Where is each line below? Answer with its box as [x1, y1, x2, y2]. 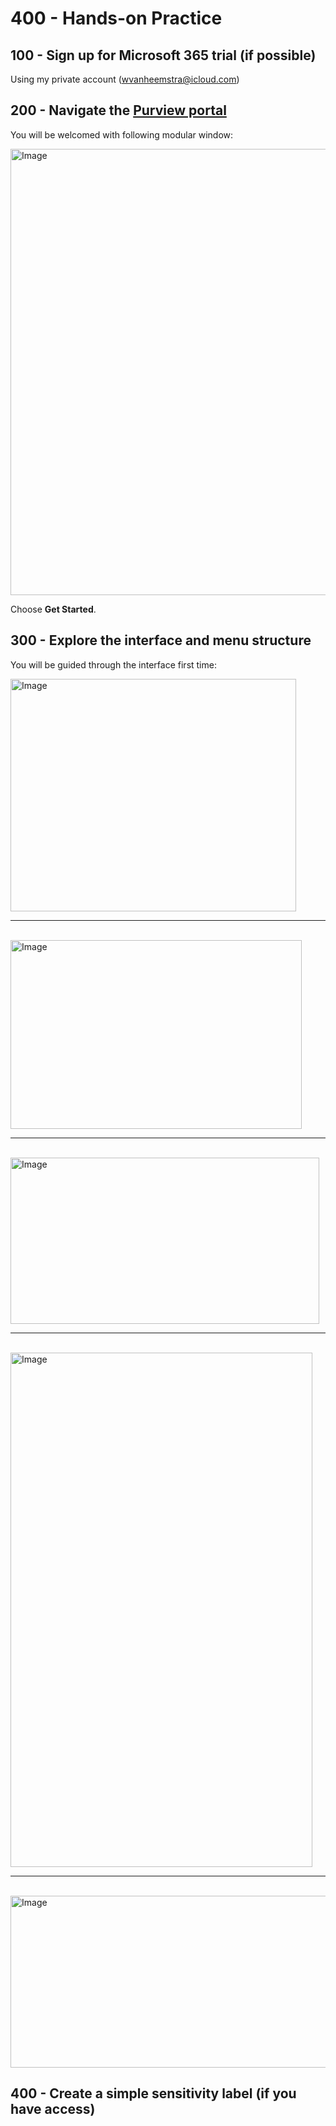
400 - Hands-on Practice [10, 7, 223, 30]
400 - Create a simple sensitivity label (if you [10, 2085, 297, 2102]
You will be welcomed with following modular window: [10, 128, 234, 141]
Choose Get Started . [10, 603, 97, 615]
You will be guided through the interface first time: [10, 658, 217, 671]
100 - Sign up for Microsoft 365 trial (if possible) [10, 47, 317, 64]
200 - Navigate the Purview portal [10, 102, 227, 119]
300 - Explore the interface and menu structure [10, 632, 312, 649]
